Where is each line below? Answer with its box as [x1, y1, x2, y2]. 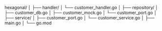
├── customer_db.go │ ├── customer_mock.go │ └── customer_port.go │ [4, 10, 157, 15]
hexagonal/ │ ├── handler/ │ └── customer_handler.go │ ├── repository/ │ [4, 5, 159, 10]
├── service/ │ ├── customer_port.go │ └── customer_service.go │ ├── [4, 15, 155, 20]
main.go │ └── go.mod [4, 20, 52, 26]
